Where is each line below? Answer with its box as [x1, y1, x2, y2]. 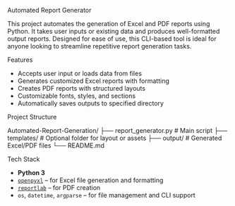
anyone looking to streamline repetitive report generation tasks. [7, 42, 192, 50]
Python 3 [17, 169, 46, 176]
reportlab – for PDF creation [17, 184, 101, 192]
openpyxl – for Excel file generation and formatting [17, 176, 164, 184]
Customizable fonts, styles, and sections [17, 91, 136, 100]
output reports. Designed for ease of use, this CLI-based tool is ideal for [7, 34, 217, 43]
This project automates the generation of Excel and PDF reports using [7, 20, 210, 27]
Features [7, 56, 33, 64]
